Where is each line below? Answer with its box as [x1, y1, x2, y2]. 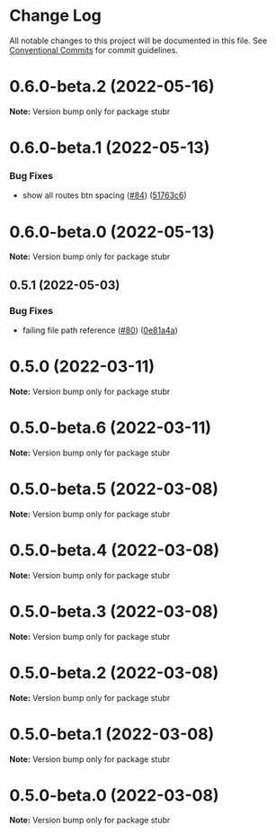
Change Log [9, 5, 102, 26]
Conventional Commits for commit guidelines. [9, 44, 178, 55]
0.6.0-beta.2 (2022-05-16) [9, 76, 215, 97]
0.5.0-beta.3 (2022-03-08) [9, 601, 219, 622]
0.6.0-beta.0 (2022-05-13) [9, 221, 216, 242]
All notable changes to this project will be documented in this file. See [9, 35, 268, 46]
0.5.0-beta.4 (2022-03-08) [9, 540, 220, 560]
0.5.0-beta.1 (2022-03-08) [9, 723, 215, 744]
